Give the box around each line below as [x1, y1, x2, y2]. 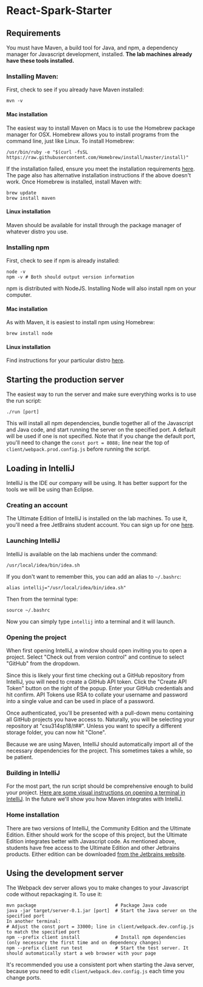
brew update [6, 189, 36, 196]
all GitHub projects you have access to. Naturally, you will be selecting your [6, 715, 195, 723]
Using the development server [6, 868, 124, 878]
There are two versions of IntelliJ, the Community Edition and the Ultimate [6, 824, 191, 832]
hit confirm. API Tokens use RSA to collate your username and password [6, 691, 188, 698]
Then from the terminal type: [6, 595, 78, 603]
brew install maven [6, 195, 56, 201]
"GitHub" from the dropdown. [6, 659, 80, 667]
